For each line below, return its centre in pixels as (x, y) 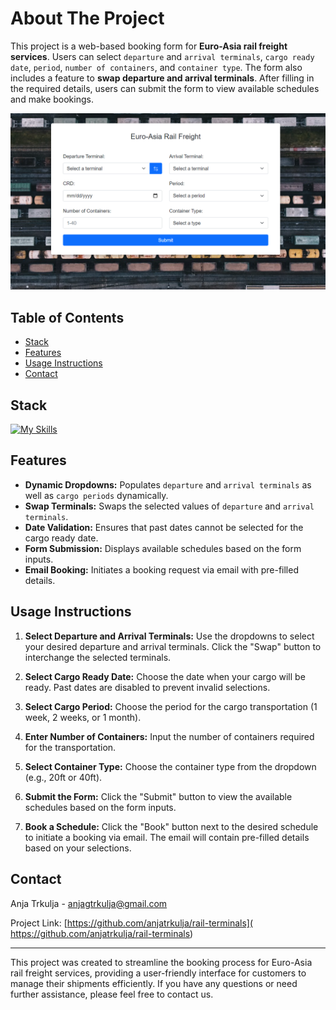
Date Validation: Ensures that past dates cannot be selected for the (164, 527)
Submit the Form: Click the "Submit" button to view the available (158, 796)
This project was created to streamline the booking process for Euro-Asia (161, 962)
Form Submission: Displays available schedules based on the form (163, 548)
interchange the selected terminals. (98, 657)
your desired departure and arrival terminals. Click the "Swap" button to (173, 646)
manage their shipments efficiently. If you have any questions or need (154, 983)
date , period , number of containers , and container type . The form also (156, 67)
